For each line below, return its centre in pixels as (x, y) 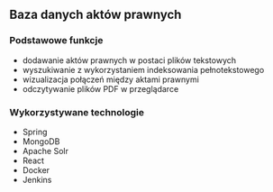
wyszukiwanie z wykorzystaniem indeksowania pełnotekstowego (143, 69)
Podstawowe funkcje (56, 41)
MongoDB (41, 141)
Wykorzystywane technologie (77, 112)
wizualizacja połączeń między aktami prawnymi (111, 79)
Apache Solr (45, 151)
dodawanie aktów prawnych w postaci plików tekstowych (129, 60)
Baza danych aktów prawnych (96, 15)
